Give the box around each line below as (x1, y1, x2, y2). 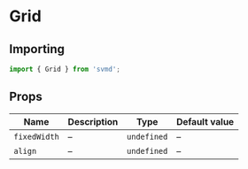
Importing (9, 42, 65, 57)
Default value (175, 115, 235, 127)
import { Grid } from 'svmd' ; (9, 65, 121, 73)
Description (67, 115, 119, 127)
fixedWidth (13, 131, 59, 142)
